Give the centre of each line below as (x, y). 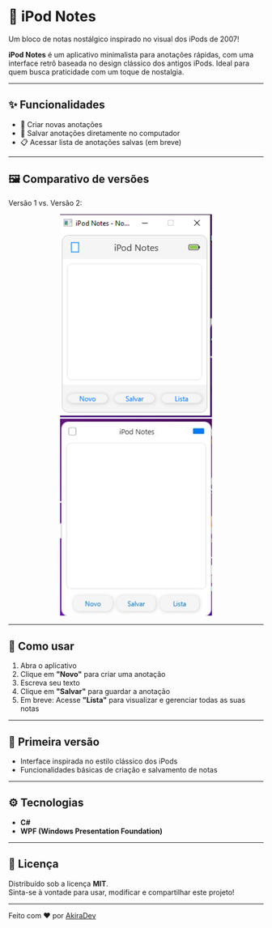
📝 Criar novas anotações (61, 124)
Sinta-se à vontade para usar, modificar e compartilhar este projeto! (121, 892)
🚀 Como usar (41, 646)
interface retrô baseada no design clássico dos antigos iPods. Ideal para (129, 63)
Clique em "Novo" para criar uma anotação (93, 675)
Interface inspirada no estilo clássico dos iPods (99, 761)
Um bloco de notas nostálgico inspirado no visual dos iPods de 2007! (124, 39)
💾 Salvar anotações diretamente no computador (100, 133)
